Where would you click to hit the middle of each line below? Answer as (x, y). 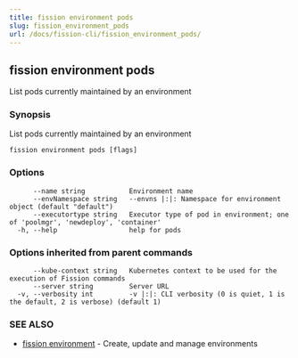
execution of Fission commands (67, 279)
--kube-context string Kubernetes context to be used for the (155, 271)
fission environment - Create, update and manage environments (140, 344)
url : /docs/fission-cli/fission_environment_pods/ (105, 34)
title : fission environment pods (71, 17)
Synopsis (30, 115)
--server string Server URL (101, 287)
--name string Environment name (113, 191)
